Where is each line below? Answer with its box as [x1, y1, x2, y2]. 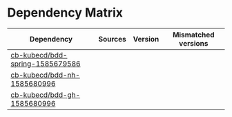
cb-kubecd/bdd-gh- [10, 90, 81, 100]
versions [179, 38, 209, 48]
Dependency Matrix [7, 5, 123, 21]
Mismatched [172, 30, 215, 39]
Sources [98, 34, 126, 44]
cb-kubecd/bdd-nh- [10, 70, 81, 80]
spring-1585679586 [10, 59, 81, 69]
